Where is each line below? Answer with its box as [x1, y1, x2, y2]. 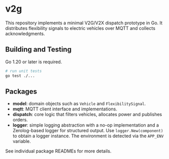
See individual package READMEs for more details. [5, 148, 112, 154]
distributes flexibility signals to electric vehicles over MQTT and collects [5, 25, 156, 31]
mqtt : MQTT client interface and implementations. [12, 106, 118, 112]
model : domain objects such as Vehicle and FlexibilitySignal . [12, 101, 146, 107]
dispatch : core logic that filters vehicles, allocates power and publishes [12, 111, 162, 117]
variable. [12, 138, 31, 144]
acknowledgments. [5, 30, 45, 36]
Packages [5, 87, 37, 96]
